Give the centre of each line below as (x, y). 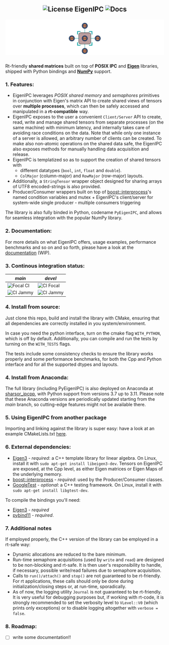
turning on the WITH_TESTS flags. (38, 344)
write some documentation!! (42, 637)
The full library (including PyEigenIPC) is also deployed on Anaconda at (79, 389)
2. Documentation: (29, 231)
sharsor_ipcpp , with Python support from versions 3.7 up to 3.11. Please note (85, 394)
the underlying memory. (37, 474)
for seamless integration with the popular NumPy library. (64, 218)
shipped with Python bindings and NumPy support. (59, 72)
